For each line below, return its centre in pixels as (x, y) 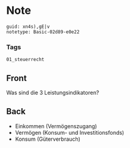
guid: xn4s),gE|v (28, 27)
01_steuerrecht (25, 60)
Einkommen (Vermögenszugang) (56, 126)
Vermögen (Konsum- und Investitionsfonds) (70, 132)
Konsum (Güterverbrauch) (47, 139)
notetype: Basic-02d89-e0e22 (43, 32)
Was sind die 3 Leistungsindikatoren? (53, 93)
